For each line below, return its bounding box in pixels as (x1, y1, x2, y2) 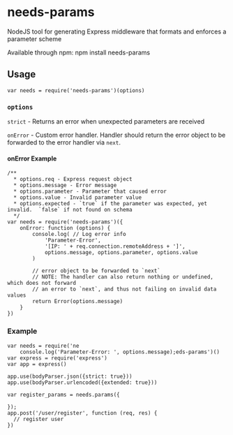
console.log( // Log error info (32, 231, 127, 238)
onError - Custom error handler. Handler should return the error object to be (7, 131, 226, 140)
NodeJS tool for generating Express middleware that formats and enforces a (7, 27, 227, 36)
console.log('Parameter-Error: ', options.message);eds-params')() (20, 348, 220, 355)
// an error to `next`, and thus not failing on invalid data (32, 286, 217, 293)
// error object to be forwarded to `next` (32, 267, 160, 274)
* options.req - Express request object (13, 176, 133, 183)
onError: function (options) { (20, 225, 111, 232)
